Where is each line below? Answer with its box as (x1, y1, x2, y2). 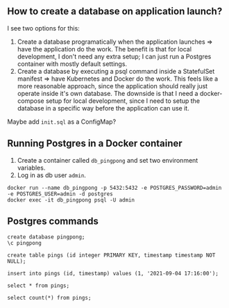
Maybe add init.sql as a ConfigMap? (7, 117, 117, 126)
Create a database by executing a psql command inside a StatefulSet (17, 67, 215, 75)
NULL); (7, 258, 26, 265)
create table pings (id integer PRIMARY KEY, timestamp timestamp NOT (7, 252, 216, 259)
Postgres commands (7, 216, 99, 227)
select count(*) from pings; (7, 295, 92, 302)
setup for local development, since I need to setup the (45, 97, 200, 105)
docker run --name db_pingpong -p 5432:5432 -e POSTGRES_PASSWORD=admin (7, 184, 222, 191)
